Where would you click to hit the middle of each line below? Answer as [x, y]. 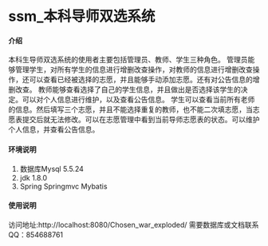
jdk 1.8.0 [33, 177]
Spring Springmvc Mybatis [63, 186]
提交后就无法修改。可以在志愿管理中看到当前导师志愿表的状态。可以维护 [141, 120]
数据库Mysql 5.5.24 [51, 169]
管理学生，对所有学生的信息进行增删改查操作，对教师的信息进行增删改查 [134, 69]
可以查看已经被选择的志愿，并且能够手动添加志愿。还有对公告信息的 [141, 80]
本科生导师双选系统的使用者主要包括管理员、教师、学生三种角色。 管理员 [128, 60]
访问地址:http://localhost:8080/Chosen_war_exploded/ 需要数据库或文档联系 [134, 224]
